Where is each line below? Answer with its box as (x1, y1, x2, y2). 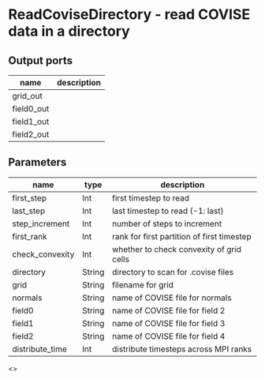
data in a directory (8, 22, 130, 40)
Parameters (8, 156, 67, 169)
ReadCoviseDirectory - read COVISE (8, 6, 251, 24)
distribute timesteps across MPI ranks (111, 343, 252, 355)
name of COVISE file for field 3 (111, 317, 226, 328)
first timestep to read (111, 192, 189, 203)
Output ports (8, 54, 73, 67)
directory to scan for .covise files (111, 266, 234, 277)
